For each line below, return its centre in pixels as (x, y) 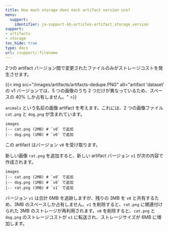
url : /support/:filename (31, 53)
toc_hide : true (21, 43)
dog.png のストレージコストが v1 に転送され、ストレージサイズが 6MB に (81, 217)
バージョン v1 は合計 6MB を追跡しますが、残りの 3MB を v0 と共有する (80, 198)
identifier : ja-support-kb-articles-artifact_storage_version (81, 24)
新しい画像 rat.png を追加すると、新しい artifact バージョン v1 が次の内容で (84, 156)
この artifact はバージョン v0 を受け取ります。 (53, 145)
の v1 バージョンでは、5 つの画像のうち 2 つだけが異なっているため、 (78, 90)
